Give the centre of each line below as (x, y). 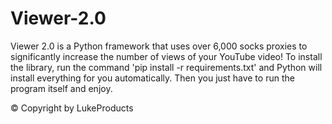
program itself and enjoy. (61, 88)
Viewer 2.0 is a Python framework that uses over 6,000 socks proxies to (159, 46)
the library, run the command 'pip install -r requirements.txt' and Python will (166, 67)
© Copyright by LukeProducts (72, 108)
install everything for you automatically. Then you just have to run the (152, 78)
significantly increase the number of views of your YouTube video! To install (166, 56)
